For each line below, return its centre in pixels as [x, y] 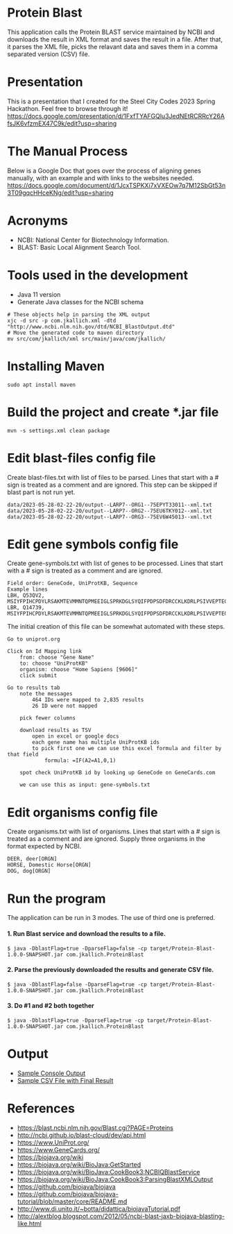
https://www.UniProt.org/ [53, 1142]
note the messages [46, 694]
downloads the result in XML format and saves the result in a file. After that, [115, 39]
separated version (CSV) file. [49, 54]
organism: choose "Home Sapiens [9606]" [79, 670]
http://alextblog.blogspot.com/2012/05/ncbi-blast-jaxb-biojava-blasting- [121, 1216]
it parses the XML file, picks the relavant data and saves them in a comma [113, 46]
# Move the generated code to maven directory [76, 333]
